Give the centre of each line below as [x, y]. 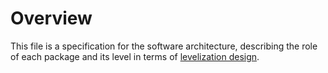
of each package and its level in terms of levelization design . [135, 56]
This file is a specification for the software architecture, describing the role [164, 46]
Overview [51, 18]
